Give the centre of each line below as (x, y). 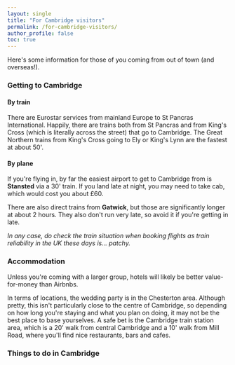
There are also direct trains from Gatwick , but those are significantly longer (116, 207)
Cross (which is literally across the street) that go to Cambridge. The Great (115, 132)
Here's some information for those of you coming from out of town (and (111, 60)
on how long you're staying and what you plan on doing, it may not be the (113, 312)
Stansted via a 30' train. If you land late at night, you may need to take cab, (116, 186)
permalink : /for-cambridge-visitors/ (62, 27)
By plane (20, 163)
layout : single (29, 14)
